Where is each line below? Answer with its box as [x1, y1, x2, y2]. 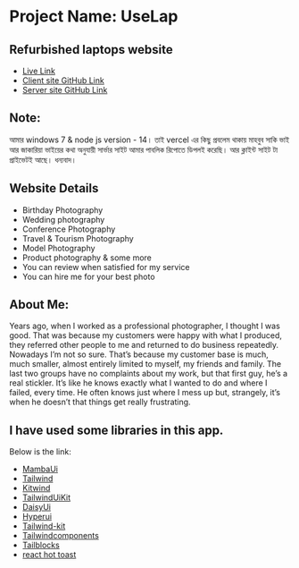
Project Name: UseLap [9, 6, 179, 27]
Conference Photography [21, 224, 116, 234]
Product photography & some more [21, 252, 152, 263]
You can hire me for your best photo [21, 271, 155, 282]
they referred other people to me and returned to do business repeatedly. [9, 340, 279, 351]
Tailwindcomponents [21, 530, 100, 541]
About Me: [9, 297, 70, 312]
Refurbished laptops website [9, 42, 174, 57]
